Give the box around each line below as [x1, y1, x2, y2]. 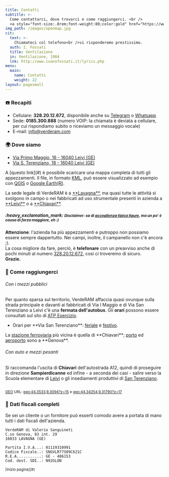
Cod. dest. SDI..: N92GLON [5, 458, 62, 463]
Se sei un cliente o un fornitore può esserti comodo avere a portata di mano [5, 412, 162, 418]
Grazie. [5, 256, 21, 262]
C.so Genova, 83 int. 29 [5, 432, 57, 437]
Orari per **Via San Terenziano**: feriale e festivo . [12, 322, 118, 328]
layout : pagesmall [5, 82, 44, 87]
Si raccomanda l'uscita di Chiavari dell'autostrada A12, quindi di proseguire [5, 364, 161, 370]
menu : [5, 63, 17, 68]
